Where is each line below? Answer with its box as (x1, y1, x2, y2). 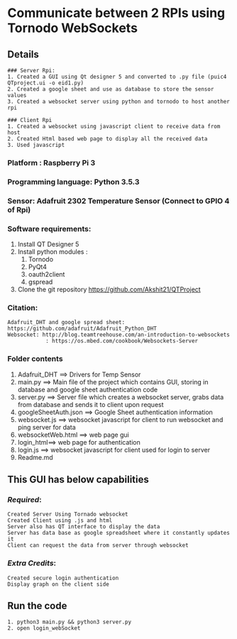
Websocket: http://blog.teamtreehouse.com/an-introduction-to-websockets (7, 331, 231, 338)
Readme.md (17, 452, 53, 462)
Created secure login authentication (7, 574, 119, 582)
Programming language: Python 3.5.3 (7, 177, 140, 187)
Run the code (7, 600, 67, 612)
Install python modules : (17, 248, 88, 256)
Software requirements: (7, 223, 92, 233)
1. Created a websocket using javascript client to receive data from (7, 123, 221, 130)
